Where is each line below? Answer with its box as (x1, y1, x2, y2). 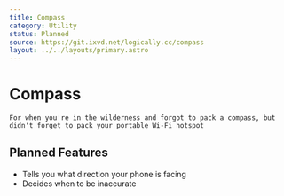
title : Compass (9, 12, 66, 22)
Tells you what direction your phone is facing (21, 169, 186, 179)
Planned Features (9, 145, 109, 161)
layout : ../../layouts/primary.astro (9, 46, 149, 55)
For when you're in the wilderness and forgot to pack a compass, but (9, 114, 276, 122)
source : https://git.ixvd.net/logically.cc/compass (9, 37, 204, 47)
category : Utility (9, 21, 77, 30)
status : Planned (9, 29, 69, 38)
